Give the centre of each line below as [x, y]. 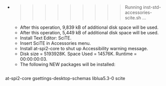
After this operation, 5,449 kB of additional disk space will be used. [89, 33]
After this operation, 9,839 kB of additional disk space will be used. [89, 27]
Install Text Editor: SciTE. [46, 38]
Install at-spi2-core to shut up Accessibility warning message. [84, 48]
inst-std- [152, 7]
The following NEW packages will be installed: [67, 64]
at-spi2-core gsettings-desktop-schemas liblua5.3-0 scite [65, 78]
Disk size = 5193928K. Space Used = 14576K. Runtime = [78, 54]
